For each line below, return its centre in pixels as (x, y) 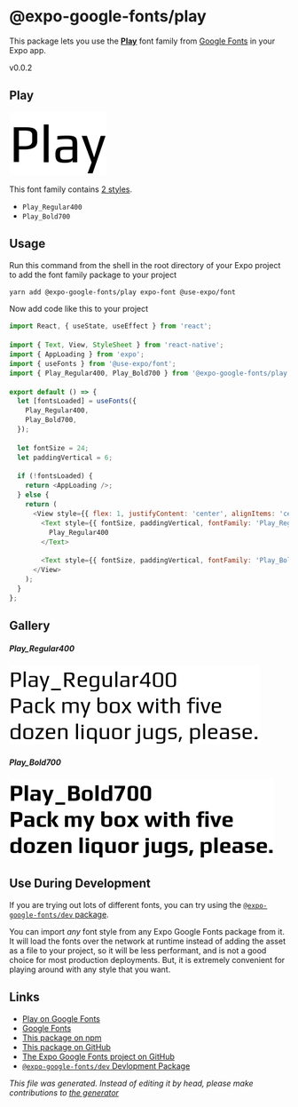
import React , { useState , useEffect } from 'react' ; (111, 326)
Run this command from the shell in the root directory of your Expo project (145, 265)
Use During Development (80, 884)
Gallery (30, 626)
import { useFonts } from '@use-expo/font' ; (93, 363)
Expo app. (28, 50)
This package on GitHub (66, 1047)
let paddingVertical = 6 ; (65, 458)
